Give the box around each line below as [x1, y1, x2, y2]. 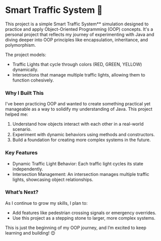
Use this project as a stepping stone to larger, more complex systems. [12, 215, 156, 221]
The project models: [5, 52, 46, 58]
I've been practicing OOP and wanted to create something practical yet [5, 101, 151, 107]
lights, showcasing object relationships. [12, 176, 93, 182]
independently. [12, 166, 43, 172]
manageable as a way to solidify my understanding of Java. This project [5, 106, 153, 112]
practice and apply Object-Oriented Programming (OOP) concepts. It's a [5, 26, 153, 32]
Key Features [5, 149, 38, 156]
